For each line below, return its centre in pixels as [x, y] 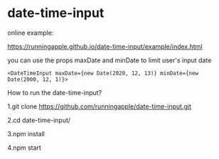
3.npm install [26, 133]
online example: [31, 33]
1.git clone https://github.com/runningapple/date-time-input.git [100, 106]
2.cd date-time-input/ [39, 120]
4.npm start [24, 148]
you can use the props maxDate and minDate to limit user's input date [109, 60]
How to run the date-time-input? [54, 92]
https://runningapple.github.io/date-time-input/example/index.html [105, 46]
